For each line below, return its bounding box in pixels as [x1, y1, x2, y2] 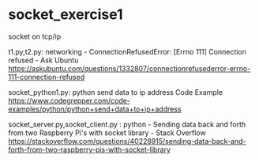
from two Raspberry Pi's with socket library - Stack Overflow [8, 128, 207, 138]
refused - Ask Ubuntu [8, 55, 79, 65]
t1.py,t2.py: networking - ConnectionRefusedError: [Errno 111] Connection [8, 47, 247, 56]
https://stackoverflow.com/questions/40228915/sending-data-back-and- [8, 136, 246, 145]
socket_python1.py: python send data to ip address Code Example [8, 87, 223, 96]
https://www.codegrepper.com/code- [8, 96, 130, 105]
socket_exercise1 [8, 6, 123, 24]
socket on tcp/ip [8, 32, 62, 41]
